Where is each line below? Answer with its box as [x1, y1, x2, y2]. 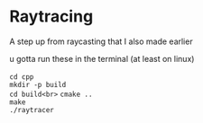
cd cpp [9, 72, 34, 82]
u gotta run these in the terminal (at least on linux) [9, 53, 195, 64]
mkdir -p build [9, 80, 67, 89]
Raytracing [9, 6, 94, 27]
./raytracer [9, 105, 54, 114]
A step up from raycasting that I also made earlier [9, 36, 193, 47]
